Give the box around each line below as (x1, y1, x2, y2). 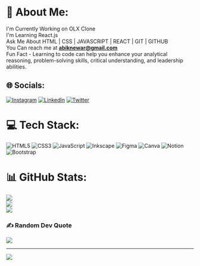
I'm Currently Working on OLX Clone (6, 25, 96, 32)
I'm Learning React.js (6, 31, 58, 38)
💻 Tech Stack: (6, 118, 80, 132)
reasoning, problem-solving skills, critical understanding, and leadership (6, 57, 183, 64)
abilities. (6, 63, 27, 70)
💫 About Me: (6, 5, 69, 19)
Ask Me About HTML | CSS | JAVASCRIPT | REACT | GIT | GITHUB (6, 38, 168, 45)
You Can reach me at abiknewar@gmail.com (6, 44, 118, 51)
